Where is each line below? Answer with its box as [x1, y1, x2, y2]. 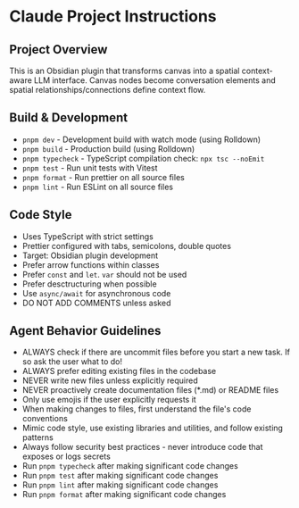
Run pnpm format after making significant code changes [21, 489, 227, 500]
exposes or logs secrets [21, 451, 112, 462]
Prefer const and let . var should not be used [21, 269, 187, 279]
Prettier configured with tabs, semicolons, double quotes [21, 240, 232, 251]
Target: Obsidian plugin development [21, 250, 159, 261]
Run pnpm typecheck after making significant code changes [21, 461, 238, 471]
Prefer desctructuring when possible [21, 279, 158, 289]
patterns [21, 432, 54, 443]
